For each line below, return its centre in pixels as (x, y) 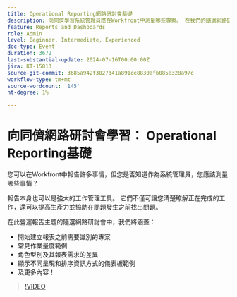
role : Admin (25, 34)
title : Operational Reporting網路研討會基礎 (70, 14)
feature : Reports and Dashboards (56, 27)
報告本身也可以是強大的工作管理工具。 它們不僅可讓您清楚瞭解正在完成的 (113, 198)
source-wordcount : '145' (44, 86)
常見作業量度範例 (42, 246)
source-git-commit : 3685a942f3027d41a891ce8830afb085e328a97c (101, 73)
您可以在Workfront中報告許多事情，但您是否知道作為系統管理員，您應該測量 (118, 174)
